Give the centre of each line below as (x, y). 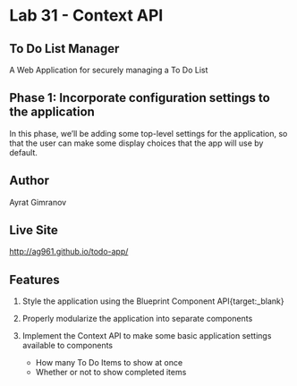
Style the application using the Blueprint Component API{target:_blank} (153, 301)
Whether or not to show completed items (111, 373)
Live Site (34, 230)
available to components (68, 346)
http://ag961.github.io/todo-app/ (69, 252)
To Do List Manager (64, 49)
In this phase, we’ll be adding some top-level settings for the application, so (148, 133)
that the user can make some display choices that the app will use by (136, 143)
